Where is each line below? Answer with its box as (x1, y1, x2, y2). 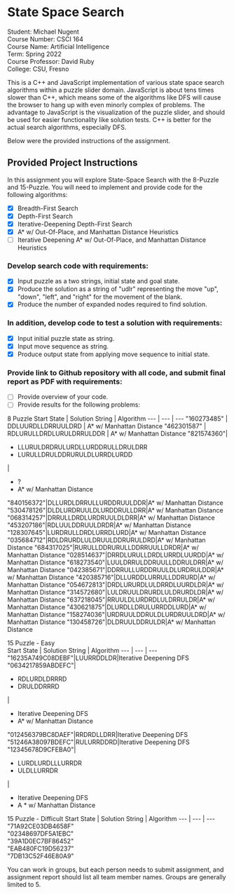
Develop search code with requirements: (7, 261, 149, 271)
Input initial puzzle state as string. (17, 334, 115, 342)
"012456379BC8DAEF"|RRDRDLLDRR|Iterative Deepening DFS (7, 731, 188, 739)
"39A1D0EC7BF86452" (7, 837, 74, 846)
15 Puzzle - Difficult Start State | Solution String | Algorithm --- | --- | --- (7, 815, 215, 823)
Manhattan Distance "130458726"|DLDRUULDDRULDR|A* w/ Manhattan (7, 618, 216, 626)
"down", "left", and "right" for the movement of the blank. (17, 292, 183, 302)
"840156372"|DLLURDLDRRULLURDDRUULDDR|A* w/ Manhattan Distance (7, 499, 224, 507)
